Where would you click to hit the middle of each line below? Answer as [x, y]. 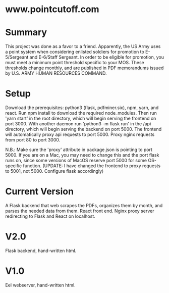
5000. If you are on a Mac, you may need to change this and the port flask [82, 155]
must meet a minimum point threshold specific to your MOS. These [75, 63]
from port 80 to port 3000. [33, 140]
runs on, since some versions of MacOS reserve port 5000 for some [76, 161]
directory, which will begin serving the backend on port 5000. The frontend [83, 129]
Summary [26, 33]
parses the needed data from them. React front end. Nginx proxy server [80, 211]
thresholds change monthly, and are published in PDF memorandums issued [84, 68]
